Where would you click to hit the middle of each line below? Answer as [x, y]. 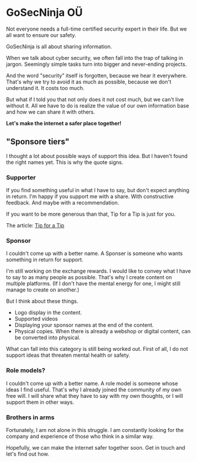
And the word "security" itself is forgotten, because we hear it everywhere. [97, 75]
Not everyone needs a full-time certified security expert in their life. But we [96, 29]
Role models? [26, 370]
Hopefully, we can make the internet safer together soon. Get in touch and [96, 447]
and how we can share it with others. [51, 112]
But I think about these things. [42, 301]
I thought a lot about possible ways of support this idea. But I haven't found [97, 156]
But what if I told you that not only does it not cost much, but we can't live [95, 99]
